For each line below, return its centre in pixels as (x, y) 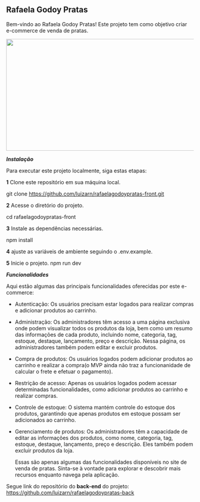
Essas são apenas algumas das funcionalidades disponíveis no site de (101, 462)
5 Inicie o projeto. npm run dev (44, 263)
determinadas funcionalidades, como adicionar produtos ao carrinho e (101, 389)
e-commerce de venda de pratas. (47, 30)
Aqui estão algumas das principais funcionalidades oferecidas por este (93, 286)
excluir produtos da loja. (44, 450)
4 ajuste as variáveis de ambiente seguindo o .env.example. (79, 251)
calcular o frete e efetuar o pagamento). (64, 371)
